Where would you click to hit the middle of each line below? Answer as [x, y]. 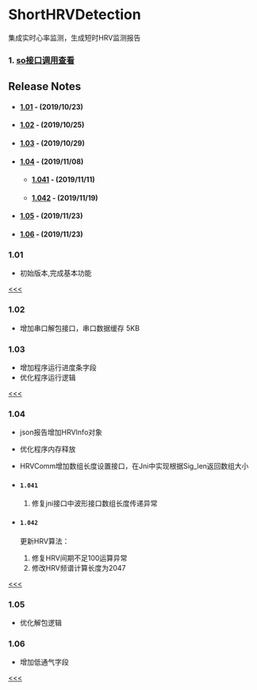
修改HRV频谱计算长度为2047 [79, 567]
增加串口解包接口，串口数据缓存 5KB [80, 328]
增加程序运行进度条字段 [58, 367]
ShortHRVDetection [75, 15]
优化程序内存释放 [48, 449]
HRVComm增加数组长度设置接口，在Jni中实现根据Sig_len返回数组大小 [134, 466]
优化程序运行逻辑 [48, 377]
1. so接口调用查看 [42, 60]
